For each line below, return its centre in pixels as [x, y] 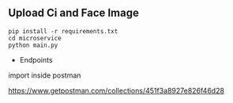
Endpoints [36, 59]
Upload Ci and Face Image [74, 13]
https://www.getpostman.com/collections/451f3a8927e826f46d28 [116, 90]
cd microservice [35, 38]
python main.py [33, 45]
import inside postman [45, 75]
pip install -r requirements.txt [63, 31]
